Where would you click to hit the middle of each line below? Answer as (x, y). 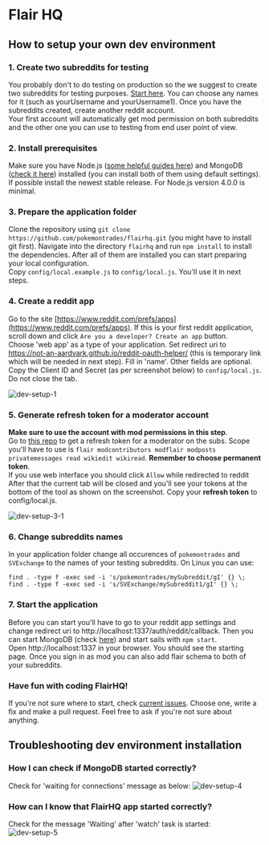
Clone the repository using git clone (69, 230)
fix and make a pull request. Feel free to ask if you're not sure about (120, 711)
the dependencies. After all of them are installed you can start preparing (128, 255)
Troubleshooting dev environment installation (125, 745)
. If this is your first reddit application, (192, 327)
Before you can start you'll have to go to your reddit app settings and (122, 622)
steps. (18, 280)
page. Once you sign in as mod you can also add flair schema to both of (127, 656)
